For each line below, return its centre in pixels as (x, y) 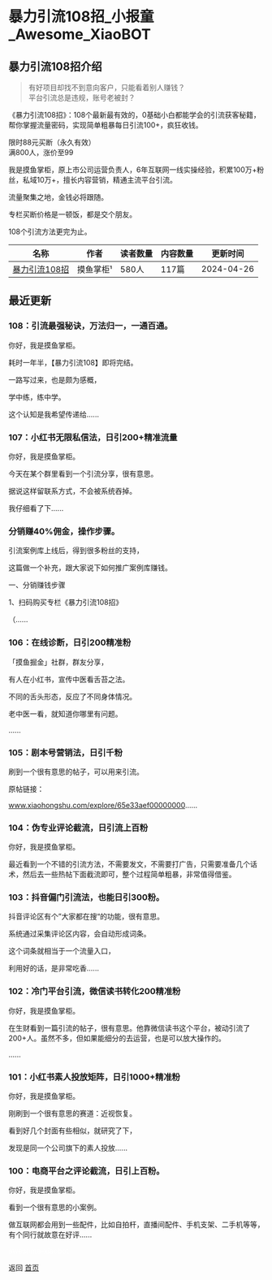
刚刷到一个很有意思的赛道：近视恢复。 (72, 1114)
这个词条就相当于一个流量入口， (62, 951)
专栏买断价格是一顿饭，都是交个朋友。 (72, 214)
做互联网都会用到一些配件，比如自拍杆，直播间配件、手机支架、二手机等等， (136, 1225)
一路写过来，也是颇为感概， (55, 379)
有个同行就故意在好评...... (50, 1235)
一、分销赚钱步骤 (37, 585)
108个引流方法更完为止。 (50, 231)
